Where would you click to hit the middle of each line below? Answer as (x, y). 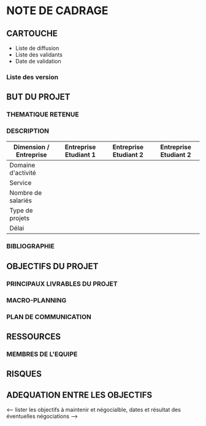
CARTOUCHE (32, 34)
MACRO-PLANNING (36, 300)
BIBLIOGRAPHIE (31, 247)
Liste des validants (39, 55)
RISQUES (24, 374)
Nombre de (25, 192)
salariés (21, 200)
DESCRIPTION (28, 131)
